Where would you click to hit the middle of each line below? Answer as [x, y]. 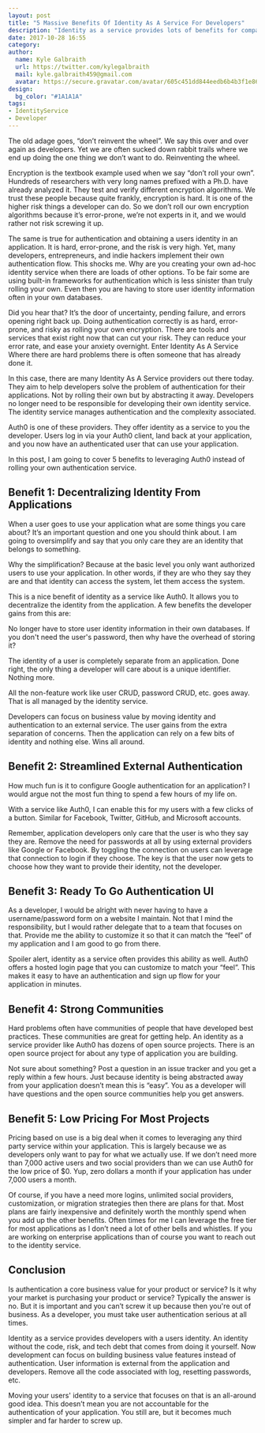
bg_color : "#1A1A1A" [49, 96]
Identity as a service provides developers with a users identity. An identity [128, 1338]
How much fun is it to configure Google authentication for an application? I [129, 785]
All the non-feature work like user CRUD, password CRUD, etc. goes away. [129, 693]
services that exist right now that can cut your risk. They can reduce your [127, 337]
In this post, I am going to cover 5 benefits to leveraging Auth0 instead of [127, 459]
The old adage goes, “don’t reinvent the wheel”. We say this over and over [128, 141]
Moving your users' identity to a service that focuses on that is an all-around [132, 1395]
